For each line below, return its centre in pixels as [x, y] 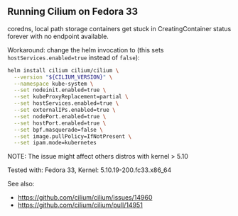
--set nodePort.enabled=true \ [60, 116]
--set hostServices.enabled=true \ [66, 103]
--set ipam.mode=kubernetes [55, 143]
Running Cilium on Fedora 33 [73, 12]
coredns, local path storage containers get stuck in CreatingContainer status [119, 28]
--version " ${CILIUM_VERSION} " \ [63, 77]
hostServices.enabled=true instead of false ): [74, 57]
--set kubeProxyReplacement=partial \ [71, 97]
